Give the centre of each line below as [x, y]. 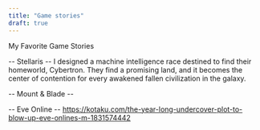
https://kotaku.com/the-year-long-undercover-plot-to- [152, 109]
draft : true [28, 23]
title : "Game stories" [46, 16]
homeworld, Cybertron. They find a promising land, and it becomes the [126, 69]
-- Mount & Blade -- [41, 93]
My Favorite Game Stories [51, 45]
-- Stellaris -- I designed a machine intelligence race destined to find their [130, 61]
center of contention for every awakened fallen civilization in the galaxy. [127, 78]
